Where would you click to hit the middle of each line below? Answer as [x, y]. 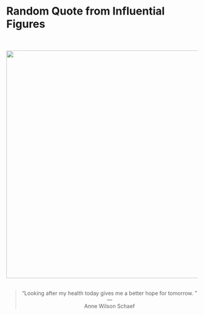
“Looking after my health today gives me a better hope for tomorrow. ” [110, 293]
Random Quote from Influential [86, 11]
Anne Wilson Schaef [110, 306]
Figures [26, 24]
